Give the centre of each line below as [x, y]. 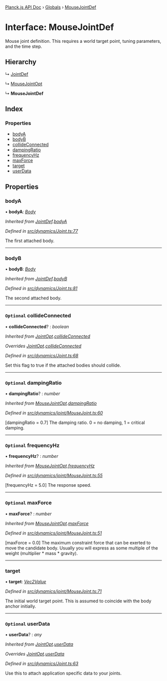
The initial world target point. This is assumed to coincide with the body [78, 601]
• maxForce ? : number [29, 514]
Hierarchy [21, 62]
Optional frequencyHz [32, 445]
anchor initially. [21, 606]
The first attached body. [30, 241]
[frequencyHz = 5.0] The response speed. [48, 485]
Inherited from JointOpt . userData [39, 644]
